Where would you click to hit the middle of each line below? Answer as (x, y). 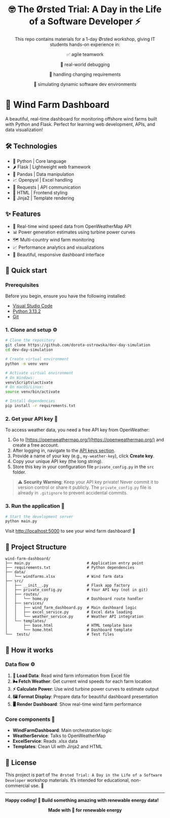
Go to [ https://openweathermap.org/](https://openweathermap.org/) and (88, 440)
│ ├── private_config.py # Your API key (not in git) (77, 590)
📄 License (21, 762)
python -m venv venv (27, 364)
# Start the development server (39, 517)
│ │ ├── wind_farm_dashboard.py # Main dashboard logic (71, 608)
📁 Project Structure (36, 547)
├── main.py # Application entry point (74, 563)
